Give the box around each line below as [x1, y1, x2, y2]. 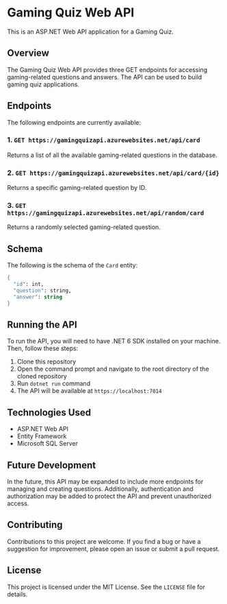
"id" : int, [13, 281, 44, 288]
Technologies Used [7, 407, 91, 418]
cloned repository [16, 372, 67, 380]
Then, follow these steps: [7, 344, 79, 352]
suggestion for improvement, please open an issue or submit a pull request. [7, 544, 220, 553]
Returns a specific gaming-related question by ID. [7, 184, 147, 192]
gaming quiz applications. [7, 80, 80, 88]
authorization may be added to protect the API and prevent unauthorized [7, 492, 212, 500]
